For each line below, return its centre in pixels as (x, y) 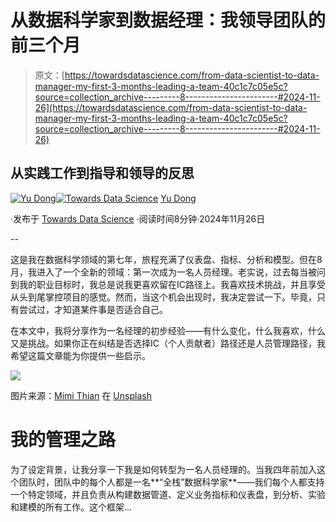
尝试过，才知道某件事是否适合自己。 (93, 309)
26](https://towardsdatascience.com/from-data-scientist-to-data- (171, 107)
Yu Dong (178, 198)
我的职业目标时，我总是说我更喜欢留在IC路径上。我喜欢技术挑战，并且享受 (172, 284)
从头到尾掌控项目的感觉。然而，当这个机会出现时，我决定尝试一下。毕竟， (163, 297)
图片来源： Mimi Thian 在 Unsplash (81, 395)
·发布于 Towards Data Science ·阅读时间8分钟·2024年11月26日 (138, 218)
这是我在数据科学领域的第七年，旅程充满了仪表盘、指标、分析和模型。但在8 (166, 259)
